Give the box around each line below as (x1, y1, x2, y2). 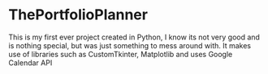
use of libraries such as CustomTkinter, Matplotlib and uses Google (8, 49, 233, 59)
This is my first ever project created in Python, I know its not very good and (8, 32, 260, 42)
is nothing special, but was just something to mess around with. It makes (8, 40, 252, 50)
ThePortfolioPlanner (8, 6, 149, 24)
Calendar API (8, 58, 53, 68)
